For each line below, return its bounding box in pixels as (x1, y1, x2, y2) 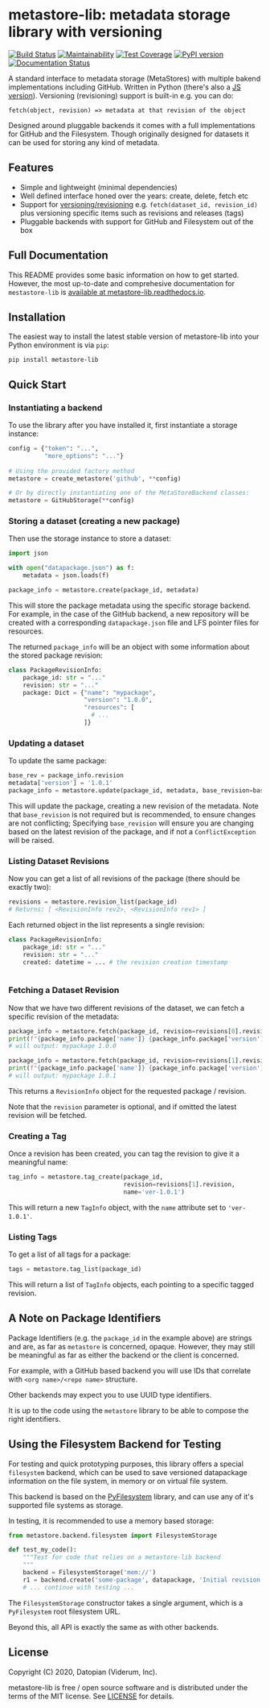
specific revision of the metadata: (8, 1012, 119, 1021)
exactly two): (8, 883, 51, 892)
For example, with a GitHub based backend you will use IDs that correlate (8, 1365, 252, 1375)
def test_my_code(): (8, 1546, 78, 1554)
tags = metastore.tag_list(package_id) (8, 1265, 142, 1274)
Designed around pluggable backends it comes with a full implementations (8, 120, 256, 130)
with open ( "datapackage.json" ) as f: (8, 564, 135, 572)
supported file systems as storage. (8, 1500, 124, 1510)
